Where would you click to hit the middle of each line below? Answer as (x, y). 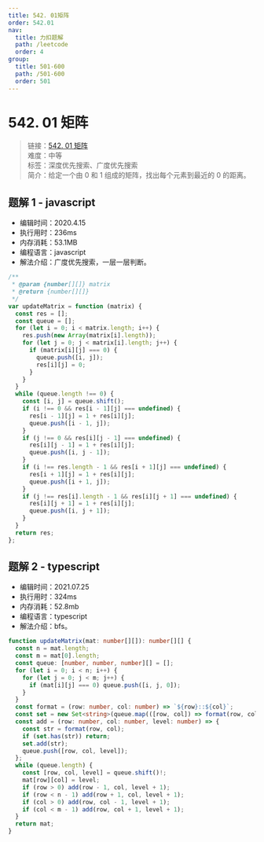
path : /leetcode (42, 45)
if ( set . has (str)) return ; (66, 736)
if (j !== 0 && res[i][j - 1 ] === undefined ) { (101, 438)
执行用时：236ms (48, 233)
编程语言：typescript (53, 616)
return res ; (35, 533)
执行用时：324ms (48, 597)
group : (19, 60)
